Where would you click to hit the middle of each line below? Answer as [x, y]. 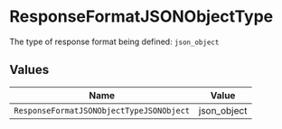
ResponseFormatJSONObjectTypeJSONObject [102, 111]
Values [29, 70]
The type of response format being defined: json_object [114, 41]
